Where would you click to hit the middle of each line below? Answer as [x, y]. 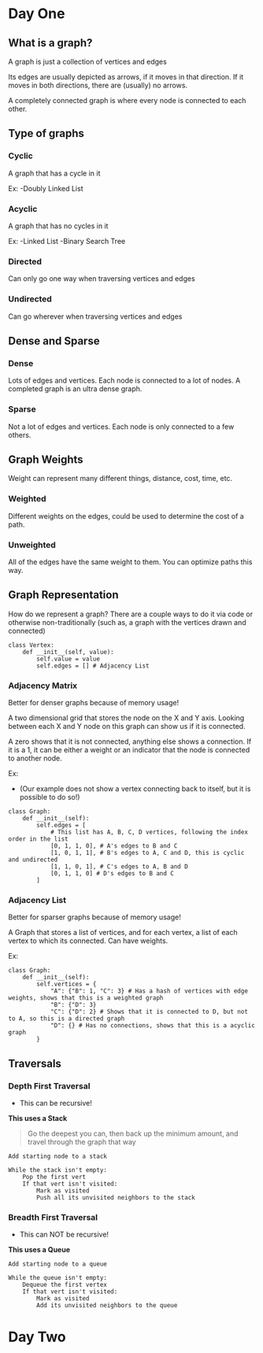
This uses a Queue [39, 1250]
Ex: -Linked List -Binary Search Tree [67, 241]
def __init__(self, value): [68, 652]
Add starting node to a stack [58, 1157]
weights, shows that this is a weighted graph [86, 998]
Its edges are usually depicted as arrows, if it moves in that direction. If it [126, 77]
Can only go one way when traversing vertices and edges [102, 279]
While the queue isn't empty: [58, 1278]
